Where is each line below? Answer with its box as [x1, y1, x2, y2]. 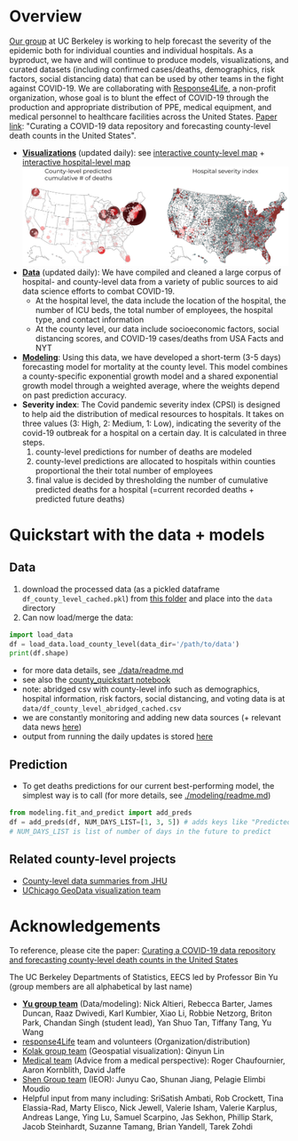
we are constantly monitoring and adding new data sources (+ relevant [21, 712, 281, 723]
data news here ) [21, 722, 82, 733]
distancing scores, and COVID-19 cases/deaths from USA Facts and [35, 333, 284, 343]
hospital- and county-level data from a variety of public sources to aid [21, 276, 278, 286]
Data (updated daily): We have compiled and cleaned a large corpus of [21, 267, 282, 277]
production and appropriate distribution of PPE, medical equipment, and [9, 101, 272, 112]
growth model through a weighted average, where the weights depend [21, 380, 280, 390]
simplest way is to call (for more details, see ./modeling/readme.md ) [21, 790, 271, 801]
